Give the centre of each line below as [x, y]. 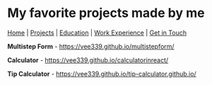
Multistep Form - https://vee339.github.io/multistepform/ [91, 46]
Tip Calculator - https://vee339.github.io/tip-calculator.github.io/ [102, 74]
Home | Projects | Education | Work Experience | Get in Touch [97, 33]
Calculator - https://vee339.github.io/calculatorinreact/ [88, 60]
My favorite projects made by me [106, 13]
